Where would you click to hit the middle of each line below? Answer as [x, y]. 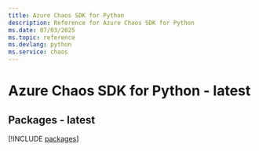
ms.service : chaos [38, 52]
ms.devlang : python [40, 45]
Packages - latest [52, 120]
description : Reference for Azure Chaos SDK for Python [101, 23]
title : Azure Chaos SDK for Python [66, 15]
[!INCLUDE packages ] [44, 139]
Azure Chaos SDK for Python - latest [129, 91]
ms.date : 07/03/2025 [42, 30]
